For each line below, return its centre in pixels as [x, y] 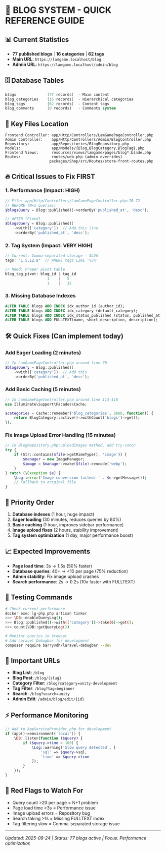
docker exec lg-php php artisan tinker [46, 613]
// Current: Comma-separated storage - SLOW [52, 256]
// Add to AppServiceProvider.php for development [58, 729]
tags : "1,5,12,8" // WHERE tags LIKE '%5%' [52, 260]
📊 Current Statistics [37, 39]
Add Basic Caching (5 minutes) [43, 390]
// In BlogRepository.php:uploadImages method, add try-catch [70, 446]
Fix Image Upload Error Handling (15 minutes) [61, 435]
